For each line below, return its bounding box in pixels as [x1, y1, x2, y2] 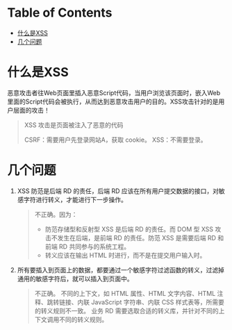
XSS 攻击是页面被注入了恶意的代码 [24, 120, 124, 129]
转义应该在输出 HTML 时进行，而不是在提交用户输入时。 [44, 251, 206, 259]
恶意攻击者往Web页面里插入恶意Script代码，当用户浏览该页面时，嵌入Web [7, 88, 221, 97]
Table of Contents [7, 5, 113, 21]
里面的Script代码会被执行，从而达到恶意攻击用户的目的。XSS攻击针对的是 [7, 97, 219, 106]
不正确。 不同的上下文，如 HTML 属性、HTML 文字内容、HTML [34, 289, 216, 297]
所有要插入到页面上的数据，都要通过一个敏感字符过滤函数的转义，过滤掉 [17, 265, 224, 274]
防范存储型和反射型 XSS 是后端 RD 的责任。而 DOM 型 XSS [44, 224, 214, 233]
